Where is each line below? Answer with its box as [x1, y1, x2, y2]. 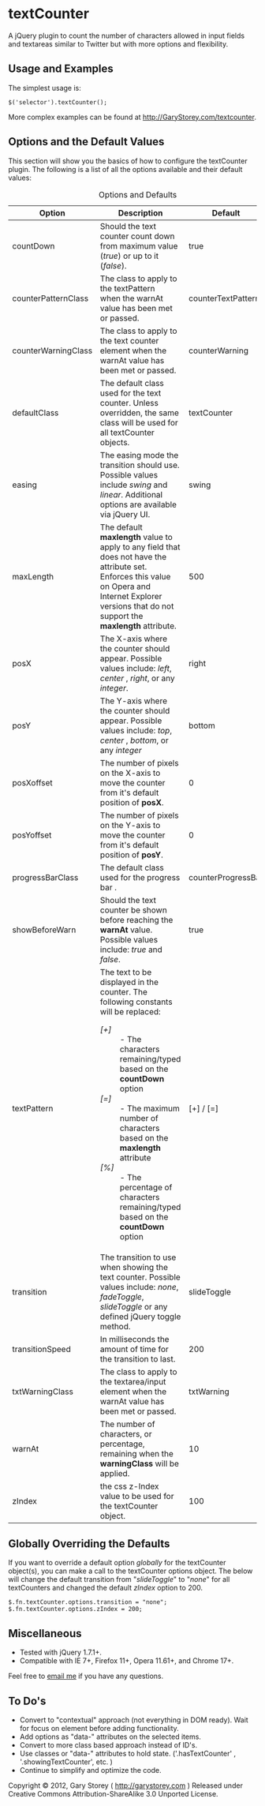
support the [99, 610, 144, 621]
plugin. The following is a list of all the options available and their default [8, 164, 243, 174]
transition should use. [99, 459, 180, 470]
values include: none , [99, 1281, 179, 1292]
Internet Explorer [99, 590, 162, 601]
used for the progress [99, 871, 181, 882]
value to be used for [99, 1490, 174, 1501]
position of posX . [99, 796, 164, 807]
